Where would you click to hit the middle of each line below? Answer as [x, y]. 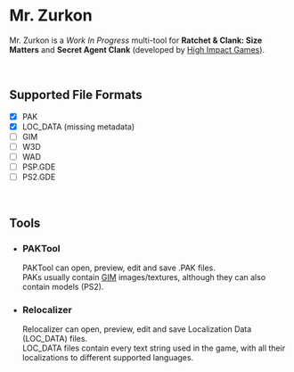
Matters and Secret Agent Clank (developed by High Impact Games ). [137, 49]
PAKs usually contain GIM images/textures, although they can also [144, 277]
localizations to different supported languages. [108, 358]
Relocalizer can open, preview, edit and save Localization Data [137, 329]
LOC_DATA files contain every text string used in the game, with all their [154, 348]
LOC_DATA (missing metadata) [78, 127]
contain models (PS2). [63, 286]
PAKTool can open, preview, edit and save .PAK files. [118, 268]
